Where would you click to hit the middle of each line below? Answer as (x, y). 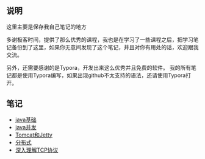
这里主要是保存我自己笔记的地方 (46, 27)
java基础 (26, 120)
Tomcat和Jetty (34, 135)
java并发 (26, 127)
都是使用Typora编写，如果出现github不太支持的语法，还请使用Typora (99, 75)
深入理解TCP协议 (37, 150)
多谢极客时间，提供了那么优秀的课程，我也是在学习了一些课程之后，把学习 (100, 39)
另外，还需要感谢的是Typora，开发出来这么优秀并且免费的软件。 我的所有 (99, 67)
